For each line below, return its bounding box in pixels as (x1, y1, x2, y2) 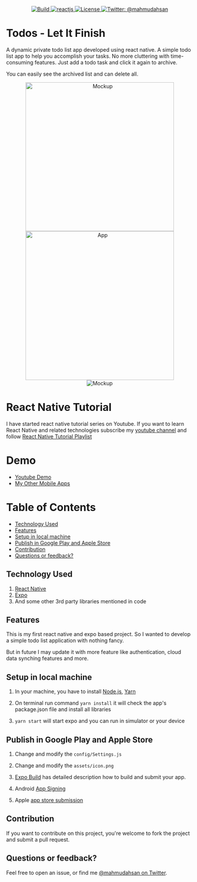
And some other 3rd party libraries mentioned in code (14, 597, 147, 604)
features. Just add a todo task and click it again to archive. (34, 58, 178, 66)
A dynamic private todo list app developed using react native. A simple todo (6, 46, 191, 53)
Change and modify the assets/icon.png (14, 762, 114, 769)
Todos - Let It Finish (6, 27, 106, 40)
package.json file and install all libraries (14, 706, 112, 713)
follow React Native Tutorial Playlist (6, 432, 92, 440)
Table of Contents (6, 501, 96, 514)
